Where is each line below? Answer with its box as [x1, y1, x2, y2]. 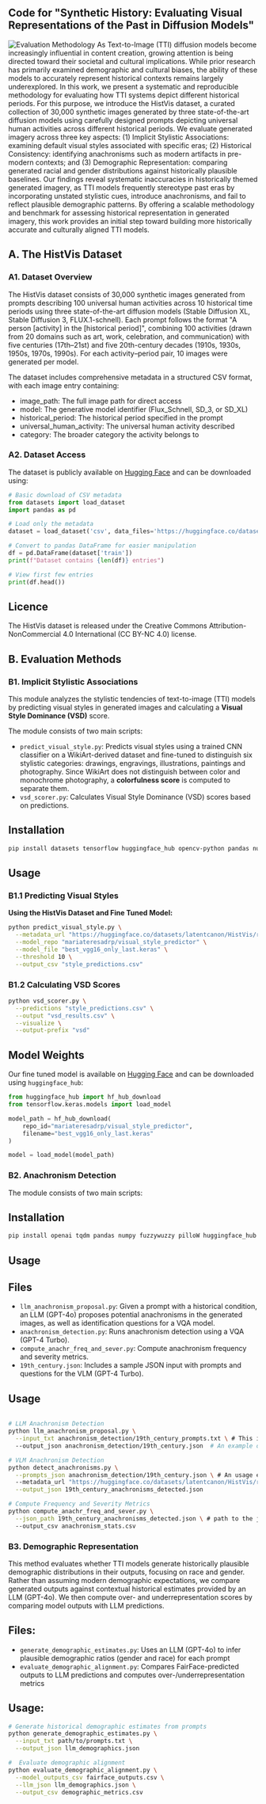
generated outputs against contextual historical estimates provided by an [8, 1584, 247, 1593]
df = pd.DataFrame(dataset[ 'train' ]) [8, 550, 133, 558]
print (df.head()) [8, 578, 66, 586]
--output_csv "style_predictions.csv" [15, 960, 144, 969]
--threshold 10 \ [15, 953, 73, 961]
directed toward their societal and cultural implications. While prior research [8, 56, 256, 66]
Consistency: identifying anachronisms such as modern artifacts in [8, 149, 226, 158]
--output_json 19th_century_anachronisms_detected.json [15, 1486, 203, 1494]
